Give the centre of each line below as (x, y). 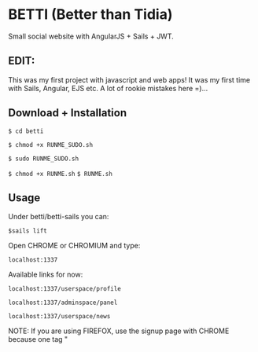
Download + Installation (68, 113)
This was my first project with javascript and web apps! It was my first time (129, 79)
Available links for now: (46, 275)
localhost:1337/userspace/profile (65, 289)
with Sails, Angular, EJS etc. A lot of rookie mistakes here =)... (108, 88)
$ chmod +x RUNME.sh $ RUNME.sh (60, 174)
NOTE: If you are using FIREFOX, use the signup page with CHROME (119, 331)
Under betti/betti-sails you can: (59, 217)
